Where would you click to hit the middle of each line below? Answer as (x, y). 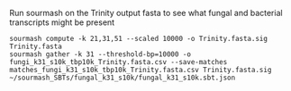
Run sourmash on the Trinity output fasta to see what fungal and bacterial (146, 13)
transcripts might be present (62, 22)
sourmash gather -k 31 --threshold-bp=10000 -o (100, 54)
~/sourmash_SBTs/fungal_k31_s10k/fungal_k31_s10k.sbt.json (123, 78)
